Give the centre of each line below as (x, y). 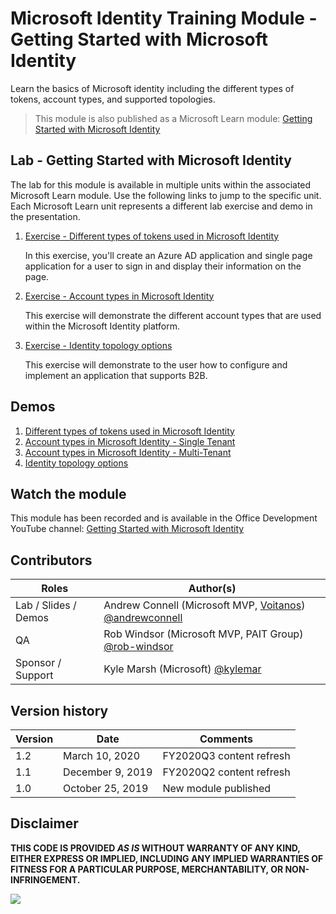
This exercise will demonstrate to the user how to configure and (156, 364)
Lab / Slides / (46, 605)
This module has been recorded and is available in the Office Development (164, 518)
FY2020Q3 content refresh (226, 755)
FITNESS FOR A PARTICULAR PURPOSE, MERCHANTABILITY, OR (147, 869)
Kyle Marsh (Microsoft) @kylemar (182, 669)
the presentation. (45, 216)
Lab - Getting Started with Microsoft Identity (151, 160)
